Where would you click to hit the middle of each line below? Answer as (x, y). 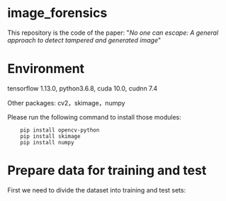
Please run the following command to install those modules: (95, 117)
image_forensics (57, 13)
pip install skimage (50, 136)
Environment (46, 69)
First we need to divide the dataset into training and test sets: (97, 190)
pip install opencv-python (60, 130)
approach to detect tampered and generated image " (84, 40)
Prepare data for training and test (107, 171)
